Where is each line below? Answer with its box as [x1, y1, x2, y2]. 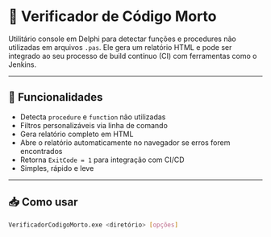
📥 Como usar [8, 195, 78, 209]
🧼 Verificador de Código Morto [8, 7, 217, 26]
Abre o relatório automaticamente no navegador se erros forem [19, 137, 231, 148]
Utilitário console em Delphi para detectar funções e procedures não [8, 34, 236, 44]
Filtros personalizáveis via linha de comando [19, 120, 168, 130]
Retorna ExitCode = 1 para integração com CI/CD [19, 155, 185, 164]
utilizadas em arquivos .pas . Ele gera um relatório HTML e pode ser [8, 42, 232, 52]
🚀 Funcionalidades [8, 90, 103, 104]
